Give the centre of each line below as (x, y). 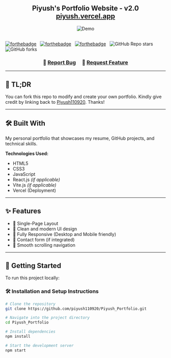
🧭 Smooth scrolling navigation (44, 245)
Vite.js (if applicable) (34, 185)
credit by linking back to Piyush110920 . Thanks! (55, 102)
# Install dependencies (31, 332)
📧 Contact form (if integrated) (44, 240)
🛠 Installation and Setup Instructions (52, 291)
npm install (18, 337)
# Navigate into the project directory (48, 318)
